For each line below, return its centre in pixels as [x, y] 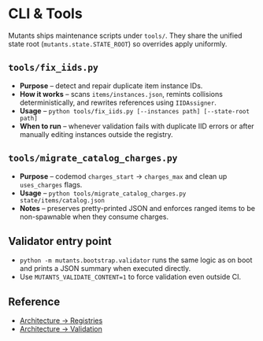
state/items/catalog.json [62, 200]
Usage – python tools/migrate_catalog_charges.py [103, 193]
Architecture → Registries [61, 321]
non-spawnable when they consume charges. [94, 217]
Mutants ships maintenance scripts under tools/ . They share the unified [125, 35]
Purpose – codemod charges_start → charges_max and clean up [123, 176]
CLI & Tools [45, 14]
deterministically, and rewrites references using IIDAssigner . [118, 102]
